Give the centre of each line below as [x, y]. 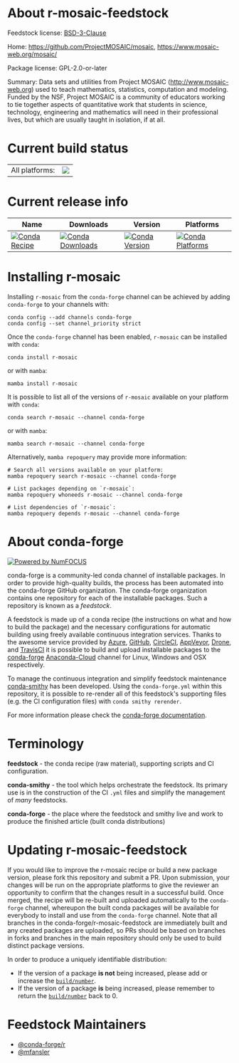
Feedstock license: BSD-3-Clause [57, 33]
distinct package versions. [46, 946]
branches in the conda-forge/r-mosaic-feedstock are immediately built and [117, 923]
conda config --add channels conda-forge [70, 317]
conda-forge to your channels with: [58, 304]
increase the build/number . [57, 980]
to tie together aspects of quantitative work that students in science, [107, 104]
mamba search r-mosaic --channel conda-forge [76, 444]
